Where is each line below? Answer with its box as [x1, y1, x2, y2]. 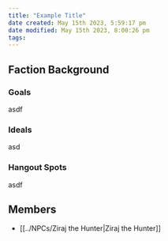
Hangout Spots [8, 162, 67, 173]
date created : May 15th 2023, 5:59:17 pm [8, 19, 147, 27]
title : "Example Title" [8, 11, 87, 20]
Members [8, 202, 57, 216]
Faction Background [8, 62, 110, 76]
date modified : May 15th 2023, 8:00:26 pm [8, 26, 150, 34]
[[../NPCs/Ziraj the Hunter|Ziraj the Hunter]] [19, 224, 162, 233]
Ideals [8, 124, 32, 135]
